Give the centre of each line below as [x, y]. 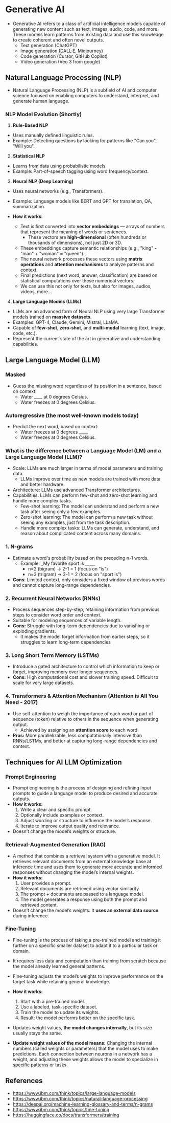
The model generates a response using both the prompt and [83, 899]
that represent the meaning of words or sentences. [74, 232]
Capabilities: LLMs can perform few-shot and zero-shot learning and [85, 495]
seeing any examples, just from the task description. [75, 522]
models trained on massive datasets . [52, 317]
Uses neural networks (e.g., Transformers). [58, 191]
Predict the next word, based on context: [55, 427]
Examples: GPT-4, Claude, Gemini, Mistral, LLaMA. [66, 322]
